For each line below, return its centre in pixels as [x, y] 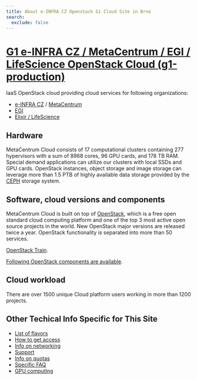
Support [24, 352]
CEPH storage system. [33, 181]
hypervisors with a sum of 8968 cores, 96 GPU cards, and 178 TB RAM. [93, 156]
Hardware [24, 135]
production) [36, 77]
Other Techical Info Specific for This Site [82, 319]
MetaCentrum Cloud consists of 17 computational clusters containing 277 [95, 150]
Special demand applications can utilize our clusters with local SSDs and [94, 162]
